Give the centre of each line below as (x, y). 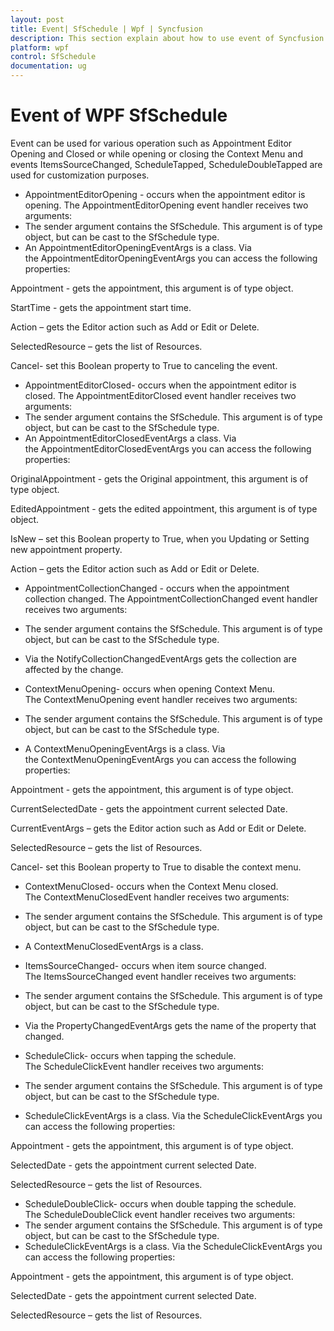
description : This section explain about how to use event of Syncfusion (167, 38)
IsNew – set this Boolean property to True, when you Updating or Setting (160, 538)
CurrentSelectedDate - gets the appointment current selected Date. (149, 808)
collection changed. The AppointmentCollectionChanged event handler (171, 598)
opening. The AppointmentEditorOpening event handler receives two (166, 205)
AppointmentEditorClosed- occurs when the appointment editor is (160, 385)
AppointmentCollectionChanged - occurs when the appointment (157, 588)
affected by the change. (74, 669)
